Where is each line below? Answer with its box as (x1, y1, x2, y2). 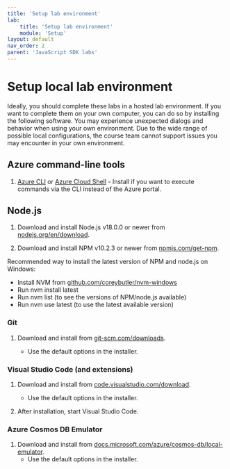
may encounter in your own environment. (7, 138, 125, 147)
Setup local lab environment (7, 79, 173, 94)
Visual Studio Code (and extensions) (7, 364, 133, 374)
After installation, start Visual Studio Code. (17, 407, 139, 415)
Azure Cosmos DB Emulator (7, 425, 103, 434)
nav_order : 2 (7, 42, 45, 49)
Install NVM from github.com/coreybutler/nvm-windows (17, 279, 177, 287)
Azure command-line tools (7, 159, 125, 171)
